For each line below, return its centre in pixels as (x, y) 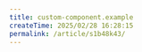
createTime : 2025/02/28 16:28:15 (71, 26)
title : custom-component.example (71, 17)
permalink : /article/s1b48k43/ (67, 33)
